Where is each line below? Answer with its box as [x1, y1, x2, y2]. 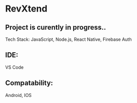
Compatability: [5, 79, 53, 87]
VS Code [5, 64, 24, 70]
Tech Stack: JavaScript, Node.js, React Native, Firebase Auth [5, 36, 132, 42]
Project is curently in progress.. [5, 23, 106, 32]
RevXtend [5, 3, 48, 15]
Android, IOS [5, 92, 32, 98]
